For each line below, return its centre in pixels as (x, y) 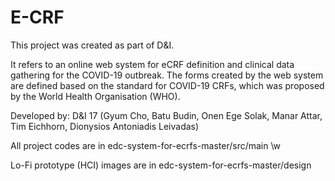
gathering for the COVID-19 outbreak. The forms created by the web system (167, 75)
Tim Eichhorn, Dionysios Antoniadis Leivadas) (105, 126)
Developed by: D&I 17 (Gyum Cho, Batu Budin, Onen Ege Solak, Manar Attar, (166, 115)
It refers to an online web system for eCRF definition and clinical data (152, 64)
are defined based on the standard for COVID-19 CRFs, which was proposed (167, 85)
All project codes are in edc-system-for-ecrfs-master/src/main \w (146, 145)
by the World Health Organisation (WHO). (95, 96)
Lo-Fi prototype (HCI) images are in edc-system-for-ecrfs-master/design (161, 165)
